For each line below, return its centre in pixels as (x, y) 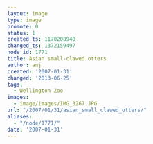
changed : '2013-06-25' (40, 78)
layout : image (28, 13)
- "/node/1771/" (37, 123)
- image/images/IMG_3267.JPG (55, 104)
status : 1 (21, 33)
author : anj (24, 65)
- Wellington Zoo (38, 91)
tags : (15, 84)
